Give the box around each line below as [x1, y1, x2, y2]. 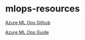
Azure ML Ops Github [5, 19, 51, 25]
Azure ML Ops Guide [5, 29, 49, 35]
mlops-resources [5, 3, 80, 14]
